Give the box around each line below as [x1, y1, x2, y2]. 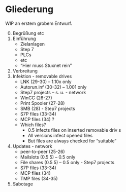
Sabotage [12, 181, 33, 187]
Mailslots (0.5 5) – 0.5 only [20, 153, 76, 160]
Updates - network [12, 143, 52, 149]
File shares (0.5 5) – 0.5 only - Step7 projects [20, 159, 115, 165]
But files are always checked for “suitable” [27, 138, 117, 144]
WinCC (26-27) [20, 95, 52, 101]
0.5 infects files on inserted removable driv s [27, 127, 121, 133]
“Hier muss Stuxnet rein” [20, 62, 72, 68]
